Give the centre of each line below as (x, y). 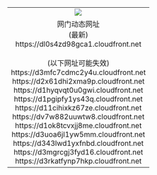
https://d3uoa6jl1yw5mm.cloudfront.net (78, 134)
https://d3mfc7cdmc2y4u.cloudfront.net (78, 72)
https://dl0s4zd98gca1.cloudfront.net (78, 44)
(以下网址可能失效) (78, 63)
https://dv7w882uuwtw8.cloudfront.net (78, 116)
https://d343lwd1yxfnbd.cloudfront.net (78, 143)
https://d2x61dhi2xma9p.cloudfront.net (78, 81)
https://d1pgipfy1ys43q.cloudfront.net (78, 98)
